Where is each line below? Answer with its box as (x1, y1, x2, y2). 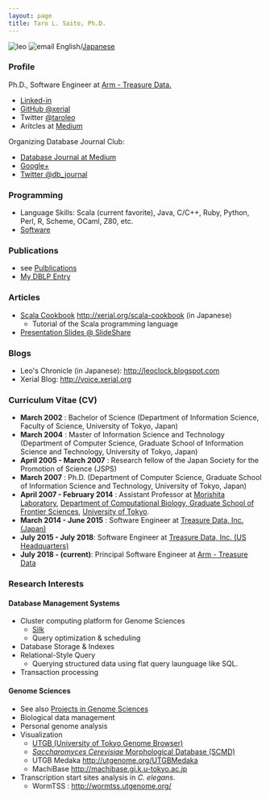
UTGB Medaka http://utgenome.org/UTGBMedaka (31, 755, 199, 765)
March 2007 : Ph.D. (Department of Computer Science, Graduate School (19, 473, 262, 482)
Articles (8, 292, 40, 303)
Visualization (19, 730, 63, 739)
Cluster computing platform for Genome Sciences (19, 616, 185, 626)
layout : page (8, 11, 52, 20)
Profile (8, 61, 35, 72)
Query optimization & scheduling (31, 633, 141, 643)
